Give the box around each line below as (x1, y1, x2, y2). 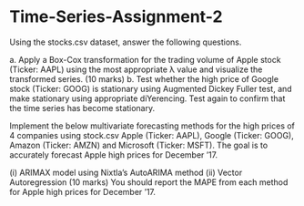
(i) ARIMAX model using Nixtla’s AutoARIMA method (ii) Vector (9, 167, 243, 178)
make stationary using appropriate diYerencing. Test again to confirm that (9, 93, 286, 104)
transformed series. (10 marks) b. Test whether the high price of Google (9, 73, 279, 84)
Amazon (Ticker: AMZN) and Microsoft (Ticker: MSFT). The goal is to (9, 139, 269, 150)
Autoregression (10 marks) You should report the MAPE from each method (9, 176, 289, 188)
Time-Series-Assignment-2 (9, 6, 223, 27)
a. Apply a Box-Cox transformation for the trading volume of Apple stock (9, 54, 281, 65)
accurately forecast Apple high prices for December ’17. (9, 149, 218, 160)
